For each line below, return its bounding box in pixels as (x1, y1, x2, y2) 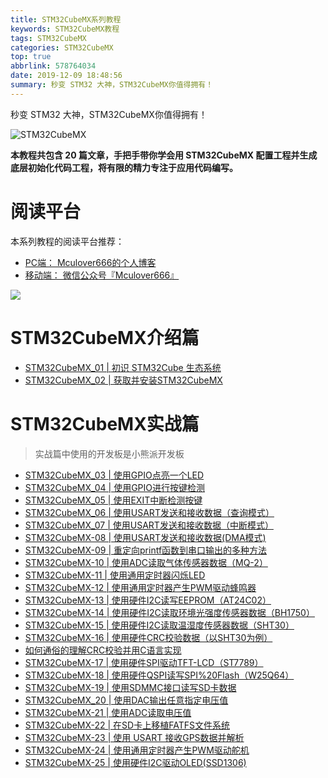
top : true (10, 52, 52, 62)
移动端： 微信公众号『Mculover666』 (24, 269, 180, 281)
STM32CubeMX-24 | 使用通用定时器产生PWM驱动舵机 (24, 744, 250, 756)
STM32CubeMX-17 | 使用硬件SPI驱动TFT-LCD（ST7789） (24, 656, 264, 668)
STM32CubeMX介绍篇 (10, 326, 200, 349)
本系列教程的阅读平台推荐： (10, 235, 125, 247)
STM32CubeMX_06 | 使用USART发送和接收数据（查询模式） (24, 506, 275, 518)
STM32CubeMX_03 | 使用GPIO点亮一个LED (24, 469, 205, 481)
